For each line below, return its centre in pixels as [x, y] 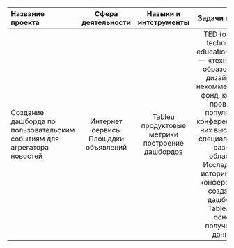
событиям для [35, 139]
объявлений [107, 147]
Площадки [106, 139]
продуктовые [164, 126]
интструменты [164, 22]
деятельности [106, 22]
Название [28, 14]
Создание [28, 113]
